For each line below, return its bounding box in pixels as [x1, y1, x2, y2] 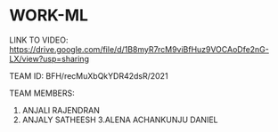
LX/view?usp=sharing [9, 53, 89, 64]
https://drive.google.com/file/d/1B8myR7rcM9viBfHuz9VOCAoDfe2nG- [9, 43, 270, 54]
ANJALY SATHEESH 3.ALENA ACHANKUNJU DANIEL [21, 114, 218, 125]
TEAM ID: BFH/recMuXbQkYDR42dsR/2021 [9, 70, 168, 81]
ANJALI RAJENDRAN [21, 105, 100, 115]
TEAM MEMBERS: [9, 88, 76, 98]
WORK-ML [9, 5, 89, 26]
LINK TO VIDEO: [9, 35, 69, 45]
